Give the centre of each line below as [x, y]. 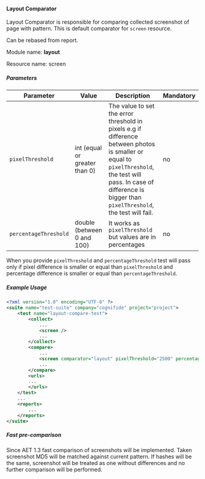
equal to [120, 160]
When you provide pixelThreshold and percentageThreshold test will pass [99, 261]
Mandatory [179, 96]
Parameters [22, 78]
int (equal [88, 148]
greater [85, 163]
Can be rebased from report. [42, 40]
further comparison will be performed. [54, 470]
